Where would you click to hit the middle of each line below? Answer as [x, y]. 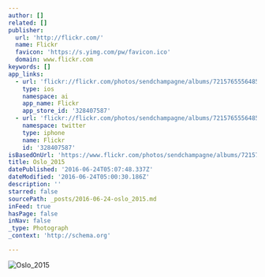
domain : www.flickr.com [54, 60]
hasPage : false [33, 214]
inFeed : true [30, 206]
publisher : [26, 30]
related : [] [28, 23]
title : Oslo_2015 [37, 163]
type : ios [39, 89]
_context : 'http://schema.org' [60, 236]
